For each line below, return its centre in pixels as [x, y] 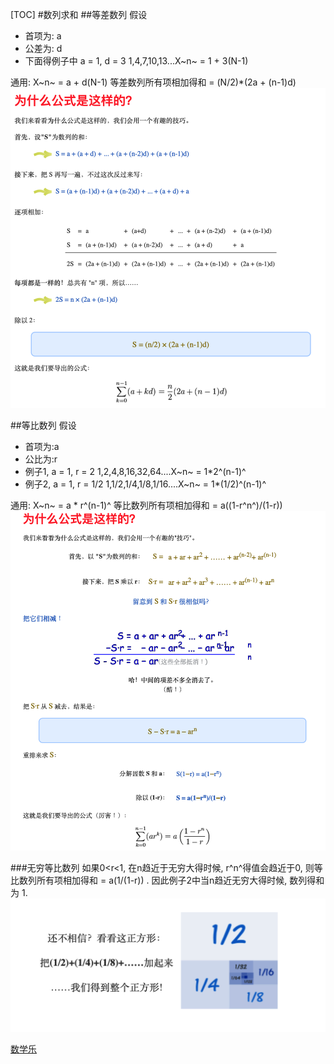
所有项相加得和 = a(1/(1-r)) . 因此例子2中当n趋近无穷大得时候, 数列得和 [180, 880]
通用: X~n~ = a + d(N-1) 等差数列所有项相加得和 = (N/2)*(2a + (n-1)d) [153, 82]
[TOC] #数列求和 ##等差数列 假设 [79, 14]
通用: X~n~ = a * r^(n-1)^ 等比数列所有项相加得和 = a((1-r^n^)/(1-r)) [146, 505]
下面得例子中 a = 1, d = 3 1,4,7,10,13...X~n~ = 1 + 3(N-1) [136, 61]
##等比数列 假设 [43, 425]
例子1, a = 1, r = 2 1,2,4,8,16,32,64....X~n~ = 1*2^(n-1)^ [135, 471]
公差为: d [43, 48]
